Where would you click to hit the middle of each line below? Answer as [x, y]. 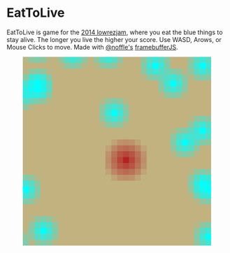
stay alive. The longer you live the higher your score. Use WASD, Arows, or [114, 39]
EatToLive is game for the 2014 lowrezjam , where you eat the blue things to [115, 32]
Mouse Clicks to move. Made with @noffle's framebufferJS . [93, 47]
